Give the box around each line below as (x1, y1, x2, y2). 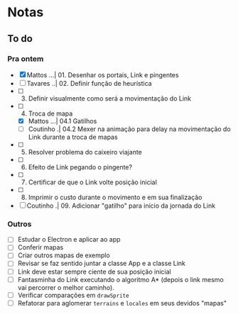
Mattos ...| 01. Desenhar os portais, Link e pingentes (26, 70, 179, 79)
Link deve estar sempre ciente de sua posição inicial (17, 267, 172, 276)
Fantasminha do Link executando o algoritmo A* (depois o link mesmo (17, 275, 224, 284)
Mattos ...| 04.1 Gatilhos (28, 116, 97, 125)
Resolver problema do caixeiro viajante (28, 148, 142, 156)
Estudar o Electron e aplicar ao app (17, 235, 121, 244)
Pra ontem (7, 54, 44, 64)
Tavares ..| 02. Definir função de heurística (26, 79, 152, 87)
